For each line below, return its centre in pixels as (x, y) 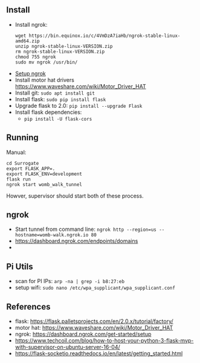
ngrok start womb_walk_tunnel (44, 184)
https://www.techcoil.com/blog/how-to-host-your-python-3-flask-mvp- (104, 341)
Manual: (16, 152)
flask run (19, 179)
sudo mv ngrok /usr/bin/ (46, 62)
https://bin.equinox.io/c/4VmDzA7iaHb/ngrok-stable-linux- (105, 36)
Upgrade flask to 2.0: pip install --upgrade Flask (79, 105)
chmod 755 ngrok (35, 57)
